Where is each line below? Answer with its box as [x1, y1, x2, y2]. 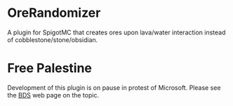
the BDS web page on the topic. [7, 91, 100, 99]
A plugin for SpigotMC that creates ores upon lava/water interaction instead [7, 28, 226, 37]
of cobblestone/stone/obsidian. [7, 35, 98, 44]
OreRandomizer [7, 5, 101, 21]
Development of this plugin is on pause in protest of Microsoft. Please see [7, 83, 221, 92]
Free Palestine [7, 60, 93, 77]
